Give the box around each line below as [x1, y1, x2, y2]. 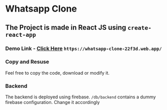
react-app [5, 31, 36, 38]
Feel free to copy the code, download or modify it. [5, 70, 110, 76]
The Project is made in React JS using [5, 23, 127, 32]
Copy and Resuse [5, 59, 50, 66]
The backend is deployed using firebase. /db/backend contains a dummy [5, 94, 156, 100]
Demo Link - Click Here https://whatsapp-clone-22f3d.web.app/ [5, 45, 162, 52]
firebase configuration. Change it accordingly [5, 99, 100, 105]
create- [127, 24, 152, 31]
